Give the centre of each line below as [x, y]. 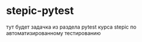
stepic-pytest [40, 11]
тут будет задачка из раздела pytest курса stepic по [71, 27]
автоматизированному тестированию [53, 33]
